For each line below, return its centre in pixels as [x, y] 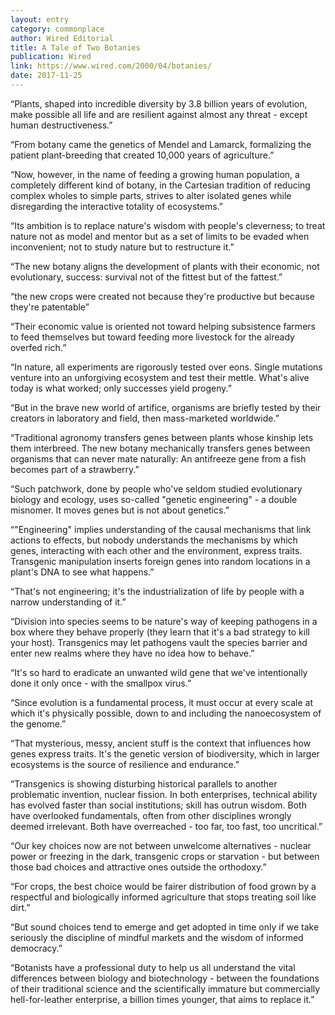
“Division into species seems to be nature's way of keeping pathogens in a [164, 621]
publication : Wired [51, 57]
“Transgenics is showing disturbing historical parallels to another [144, 783]
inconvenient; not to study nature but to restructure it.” [122, 247]
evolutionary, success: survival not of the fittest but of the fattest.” [146, 277]
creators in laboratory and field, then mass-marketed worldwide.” [145, 418]
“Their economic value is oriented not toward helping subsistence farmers [163, 326]
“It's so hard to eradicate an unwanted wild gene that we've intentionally [159, 672]
